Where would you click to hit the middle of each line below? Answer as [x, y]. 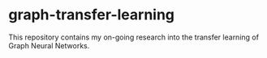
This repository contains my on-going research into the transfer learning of [134, 37]
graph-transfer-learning [92, 15]
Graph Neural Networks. [49, 45]
